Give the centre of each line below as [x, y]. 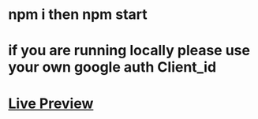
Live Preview [51, 103]
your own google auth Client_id [112, 67]
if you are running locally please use [129, 51]
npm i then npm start [78, 15]
